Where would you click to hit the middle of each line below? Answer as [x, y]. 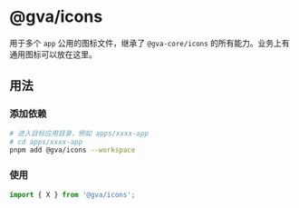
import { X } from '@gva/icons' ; [72, 194]
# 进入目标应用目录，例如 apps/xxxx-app [79, 134]
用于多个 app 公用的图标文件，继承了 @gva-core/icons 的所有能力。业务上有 [149, 43]
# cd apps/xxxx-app [46, 142]
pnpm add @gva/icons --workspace [72, 150]
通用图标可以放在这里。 [53, 54]
